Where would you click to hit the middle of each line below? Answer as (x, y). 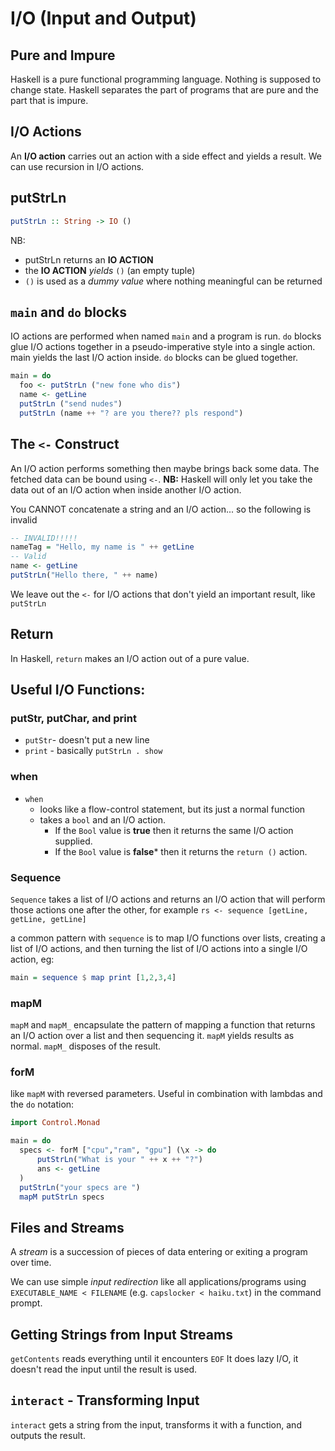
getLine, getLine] (48, 919)
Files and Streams (67, 1227)
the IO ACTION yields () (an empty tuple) (110, 270)
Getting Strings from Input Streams (121, 1334)
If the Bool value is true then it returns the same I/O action (174, 830)
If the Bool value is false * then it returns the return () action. (181, 851)
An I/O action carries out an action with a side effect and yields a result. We (166, 156)
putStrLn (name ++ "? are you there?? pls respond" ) (131, 413)
